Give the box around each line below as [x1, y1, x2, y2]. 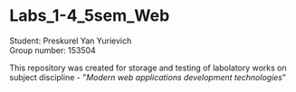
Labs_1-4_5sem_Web [9, 5, 170, 26]
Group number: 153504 [9, 44, 97, 55]
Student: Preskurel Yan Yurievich [9, 35, 132, 46]
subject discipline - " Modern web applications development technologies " [9, 71, 287, 82]
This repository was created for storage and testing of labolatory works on [9, 62, 287, 73]
